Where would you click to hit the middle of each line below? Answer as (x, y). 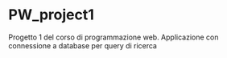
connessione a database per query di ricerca (83, 45)
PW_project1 (52, 15)
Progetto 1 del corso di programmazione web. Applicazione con (113, 37)
